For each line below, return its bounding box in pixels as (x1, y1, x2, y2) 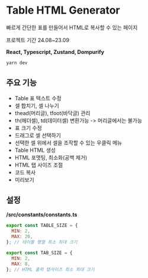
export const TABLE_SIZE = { (6, 223, 78, 229)
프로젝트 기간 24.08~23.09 (6, 36, 70, 43)
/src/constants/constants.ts (6, 211, 78, 218)
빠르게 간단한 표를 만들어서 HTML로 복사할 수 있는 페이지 (6, 24, 138, 31)
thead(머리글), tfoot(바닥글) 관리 (14, 109, 91, 116)
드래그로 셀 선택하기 (14, 132, 61, 139)
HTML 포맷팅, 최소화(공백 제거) (14, 154, 88, 161)
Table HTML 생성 (14, 146, 56, 154)
